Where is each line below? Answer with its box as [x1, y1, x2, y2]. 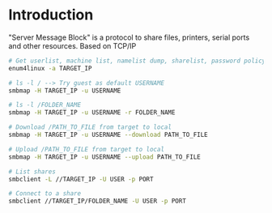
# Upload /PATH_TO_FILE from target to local [8, 145, 164, 153]
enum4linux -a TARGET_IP [8, 64, 92, 72]
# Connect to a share [8, 190, 82, 198]
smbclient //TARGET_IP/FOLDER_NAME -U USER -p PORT [8, 197, 186, 206]
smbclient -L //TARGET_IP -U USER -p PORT [8, 175, 154, 183]
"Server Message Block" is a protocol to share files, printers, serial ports [8, 32, 250, 42]
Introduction [8, 6, 94, 24]
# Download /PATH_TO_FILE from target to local [8, 123, 172, 131]
